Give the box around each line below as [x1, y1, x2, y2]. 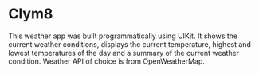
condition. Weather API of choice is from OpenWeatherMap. [8, 56, 206, 66]
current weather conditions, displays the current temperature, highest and [8, 39, 251, 49]
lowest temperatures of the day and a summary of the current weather [8, 48, 240, 57]
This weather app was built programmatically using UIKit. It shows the [8, 31, 237, 41]
